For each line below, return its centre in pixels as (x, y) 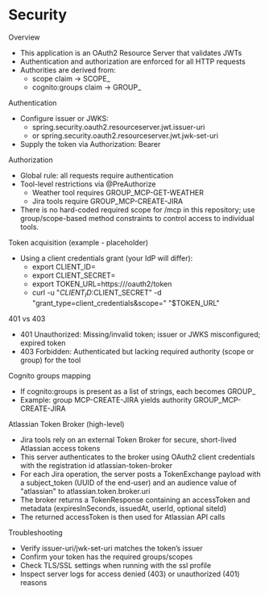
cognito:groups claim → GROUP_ (87, 87)
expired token (43, 343)
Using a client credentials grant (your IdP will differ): (106, 258)
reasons (33, 582)
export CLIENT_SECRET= (74, 275)
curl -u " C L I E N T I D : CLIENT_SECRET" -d (97, 293)
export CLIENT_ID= (64, 266)
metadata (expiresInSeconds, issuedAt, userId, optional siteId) (123, 508)
